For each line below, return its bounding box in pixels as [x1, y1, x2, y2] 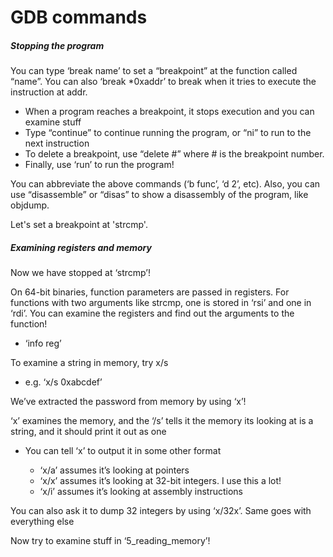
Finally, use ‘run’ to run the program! [24, 159, 175, 171]
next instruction [24, 137, 90, 150]
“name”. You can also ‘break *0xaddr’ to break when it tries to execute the [10, 76, 317, 88]
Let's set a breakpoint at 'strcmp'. [10, 219, 148, 231]
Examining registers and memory [10, 241, 152, 253]
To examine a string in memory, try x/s [10, 357, 169, 369]
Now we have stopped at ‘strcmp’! [10, 267, 151, 279]
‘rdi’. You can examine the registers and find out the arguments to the [10, 307, 295, 320]
